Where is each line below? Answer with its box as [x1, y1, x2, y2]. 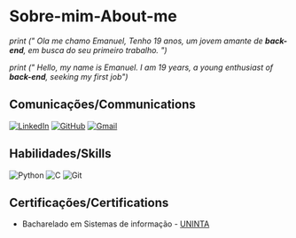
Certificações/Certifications [9, 195, 169, 210]
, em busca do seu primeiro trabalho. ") [23, 44, 167, 55]
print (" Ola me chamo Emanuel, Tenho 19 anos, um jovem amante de [9, 35, 263, 46]
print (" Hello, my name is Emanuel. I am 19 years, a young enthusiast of [9, 62, 274, 73]
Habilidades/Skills [9, 146, 113, 161]
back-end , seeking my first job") [9, 71, 129, 81]
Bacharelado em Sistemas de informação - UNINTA [21, 219, 210, 229]
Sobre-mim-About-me [9, 6, 177, 27]
